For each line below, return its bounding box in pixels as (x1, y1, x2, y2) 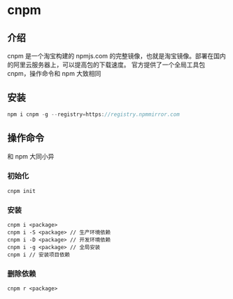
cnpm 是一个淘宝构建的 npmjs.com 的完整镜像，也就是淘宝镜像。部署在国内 (7, 52, 226, 60)
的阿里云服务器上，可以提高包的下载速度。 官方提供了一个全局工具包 (7, 60, 205, 69)
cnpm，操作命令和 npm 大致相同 (7, 69, 101, 77)
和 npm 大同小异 (7, 152, 55, 160)
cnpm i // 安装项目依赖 (7, 251, 70, 258)
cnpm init (7, 187, 36, 194)
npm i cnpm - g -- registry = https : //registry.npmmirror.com (7, 111, 180, 118)
